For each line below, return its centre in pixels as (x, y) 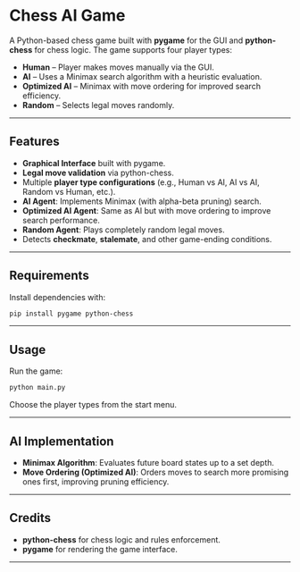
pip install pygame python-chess (71, 314)
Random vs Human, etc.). (69, 191)
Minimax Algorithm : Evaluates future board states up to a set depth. (148, 462)
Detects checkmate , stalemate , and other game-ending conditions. (147, 239)
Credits (30, 518)
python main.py (37, 388)
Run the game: (36, 371)
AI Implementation (62, 441)
